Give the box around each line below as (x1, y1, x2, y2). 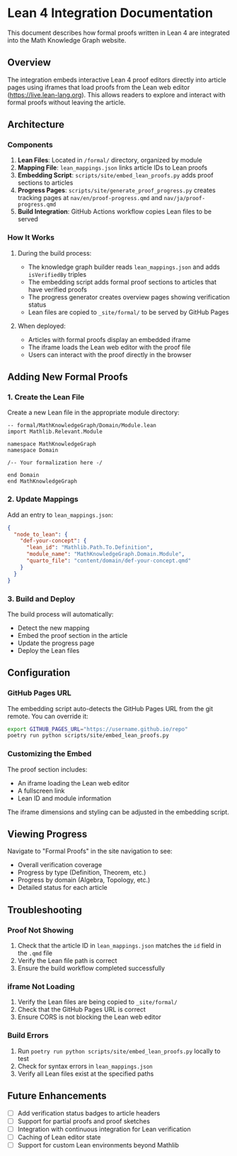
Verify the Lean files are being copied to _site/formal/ (17, 998, 178, 1006)
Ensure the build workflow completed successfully (17, 964, 165, 973)
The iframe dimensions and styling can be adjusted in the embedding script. (7, 808, 230, 816)
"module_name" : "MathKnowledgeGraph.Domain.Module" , (25, 551, 185, 558)
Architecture (7, 119, 65, 131)
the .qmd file (17, 949, 53, 957)
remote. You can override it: (7, 712, 88, 720)
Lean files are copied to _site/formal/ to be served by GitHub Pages (28, 307, 229, 316)
